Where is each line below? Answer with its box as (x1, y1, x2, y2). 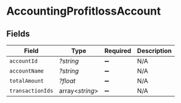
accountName (9, 68, 44, 74)
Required (104, 47, 132, 55)
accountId (9, 58, 38, 65)
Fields (6, 29, 30, 39)
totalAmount (9, 77, 44, 84)
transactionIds (9, 87, 54, 94)
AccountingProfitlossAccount (6, 4, 161, 18)
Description (137, 47, 172, 55)
